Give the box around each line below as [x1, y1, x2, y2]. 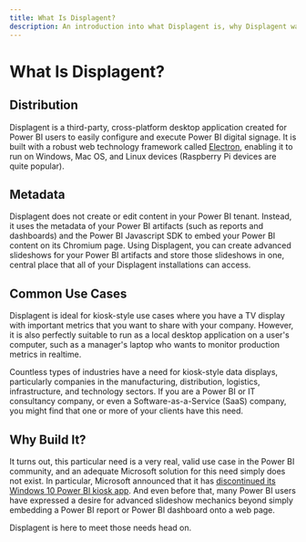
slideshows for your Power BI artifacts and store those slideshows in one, [9, 250, 285, 261]
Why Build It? [9, 432, 87, 447]
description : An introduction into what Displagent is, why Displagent [9, 22, 287, 31]
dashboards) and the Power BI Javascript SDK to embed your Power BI [9, 230, 276, 242]
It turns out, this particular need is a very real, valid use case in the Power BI [9, 455, 295, 466]
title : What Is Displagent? [9, 13, 117, 23]
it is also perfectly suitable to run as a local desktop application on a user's [9, 329, 290, 340]
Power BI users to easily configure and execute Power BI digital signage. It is [9, 131, 297, 142]
